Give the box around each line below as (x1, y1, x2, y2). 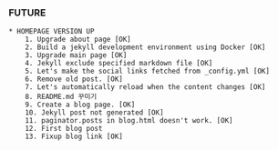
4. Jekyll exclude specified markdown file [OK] (25, 59, 213, 68)
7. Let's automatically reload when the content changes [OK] (25, 83, 266, 92)
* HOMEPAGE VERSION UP (8, 27, 95, 36)
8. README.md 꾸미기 (25, 93, 98, 102)
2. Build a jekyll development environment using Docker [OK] (25, 43, 266, 52)
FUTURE (8, 6, 46, 19)
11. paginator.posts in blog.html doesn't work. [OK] (25, 116, 233, 125)
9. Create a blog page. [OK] (25, 100, 136, 110)
